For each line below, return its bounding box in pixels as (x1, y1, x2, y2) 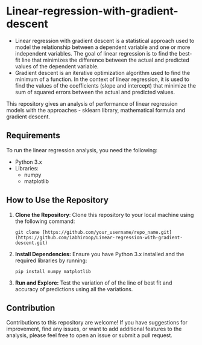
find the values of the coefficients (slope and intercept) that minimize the (14, 82, 196, 89)
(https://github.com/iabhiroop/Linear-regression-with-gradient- (14, 234, 183, 240)
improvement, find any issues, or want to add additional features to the (6, 325, 182, 333)
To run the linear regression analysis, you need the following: (6, 146, 158, 153)
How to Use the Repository (6, 195, 109, 205)
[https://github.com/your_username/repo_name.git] (42, 229, 172, 235)
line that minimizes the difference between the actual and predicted (21, 56, 189, 63)
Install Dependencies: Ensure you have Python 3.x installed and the (14, 250, 185, 257)
